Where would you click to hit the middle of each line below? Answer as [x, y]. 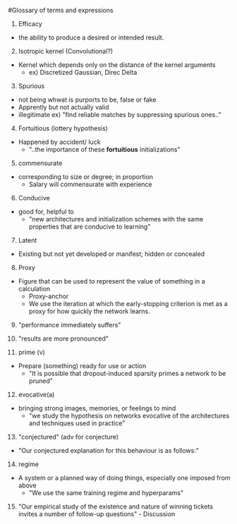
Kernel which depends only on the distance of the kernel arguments [117, 65]
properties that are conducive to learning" [90, 226]
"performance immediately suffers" [69, 325]
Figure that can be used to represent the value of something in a [111, 281]
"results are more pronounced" [63, 339]
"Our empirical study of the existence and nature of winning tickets [116, 506]
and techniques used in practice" [77, 423]
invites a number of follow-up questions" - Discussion [97, 514]
